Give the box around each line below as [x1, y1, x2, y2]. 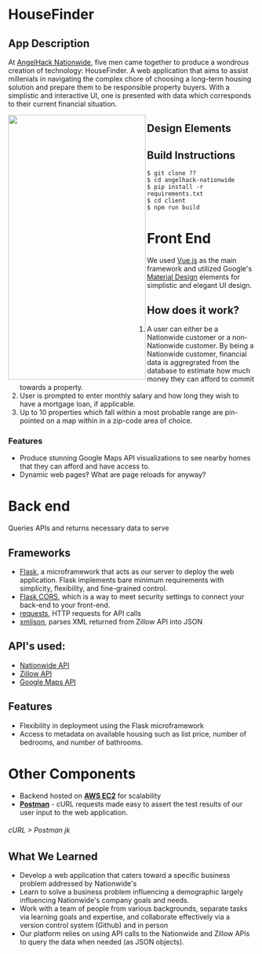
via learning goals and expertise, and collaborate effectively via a [19, 912, 230, 922]
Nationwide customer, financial [147, 349, 247, 359]
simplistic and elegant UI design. [147, 281, 253, 290]
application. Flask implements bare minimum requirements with [19, 575, 224, 584]
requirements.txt [147, 190, 204, 198]
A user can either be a [147, 324, 219, 333]
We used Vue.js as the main [147, 256, 237, 265]
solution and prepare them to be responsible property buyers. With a [8, 82, 230, 92]
